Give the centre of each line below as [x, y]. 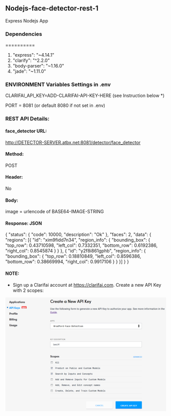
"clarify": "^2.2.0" [31, 60]
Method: [15, 154]
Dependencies [24, 34]
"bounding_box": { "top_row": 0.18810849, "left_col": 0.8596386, [73, 256]
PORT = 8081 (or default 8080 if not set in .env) [55, 106]
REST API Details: [27, 119]
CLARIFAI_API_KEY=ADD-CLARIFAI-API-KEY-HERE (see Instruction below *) [85, 96]
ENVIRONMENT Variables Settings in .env [58, 85]
